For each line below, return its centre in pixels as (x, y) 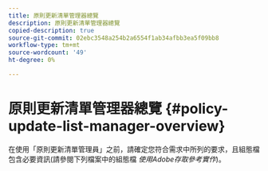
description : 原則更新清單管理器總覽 (64, 23)
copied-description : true (51, 30)
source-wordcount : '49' (48, 52)
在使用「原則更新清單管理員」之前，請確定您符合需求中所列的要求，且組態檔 (134, 149)
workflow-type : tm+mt (44, 45)
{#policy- (197, 109)
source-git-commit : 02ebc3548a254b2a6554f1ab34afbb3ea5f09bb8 (114, 38)
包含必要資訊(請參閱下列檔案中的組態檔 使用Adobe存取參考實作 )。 (117, 159)
